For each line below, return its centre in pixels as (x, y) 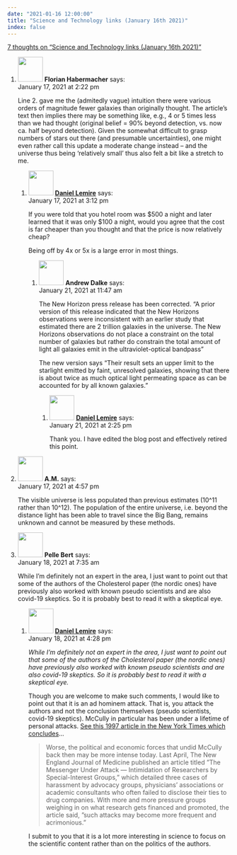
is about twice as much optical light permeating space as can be (133, 378)
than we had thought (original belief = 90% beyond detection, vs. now (120, 123)
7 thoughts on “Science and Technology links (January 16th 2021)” (104, 47)
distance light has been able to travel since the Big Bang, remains (113, 515)
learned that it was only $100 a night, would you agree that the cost (126, 222)
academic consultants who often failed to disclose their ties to (136, 793)
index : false (27, 27)
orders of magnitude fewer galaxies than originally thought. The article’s (122, 108)
